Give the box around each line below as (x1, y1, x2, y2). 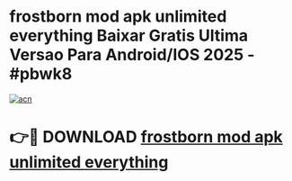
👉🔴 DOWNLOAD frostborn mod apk (9, 127, 283, 148)
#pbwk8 (9, 64, 73, 85)
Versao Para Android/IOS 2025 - (9, 45, 255, 65)
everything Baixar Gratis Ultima (9, 25, 249, 46)
